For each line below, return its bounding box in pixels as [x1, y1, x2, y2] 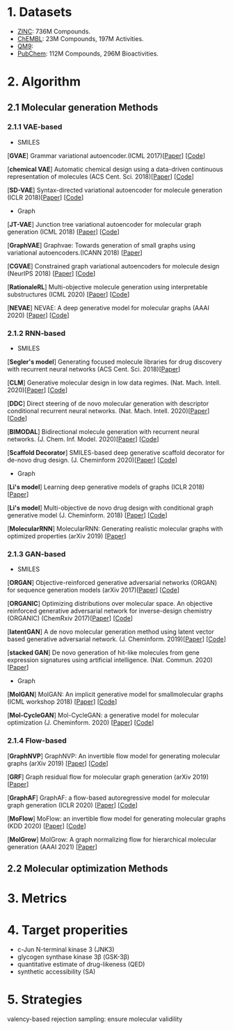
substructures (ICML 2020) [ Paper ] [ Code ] [7, 290, 130, 298]
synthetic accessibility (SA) [17, 967, 96, 976]
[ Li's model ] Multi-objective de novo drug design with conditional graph [7, 504, 214, 512]
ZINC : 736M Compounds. [17, 27, 91, 35]
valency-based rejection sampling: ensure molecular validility [7, 1015, 183, 1023]
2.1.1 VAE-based [7, 122, 63, 132]
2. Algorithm [7, 74, 81, 90]
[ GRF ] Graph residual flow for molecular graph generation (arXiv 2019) [7, 773, 209, 781]
